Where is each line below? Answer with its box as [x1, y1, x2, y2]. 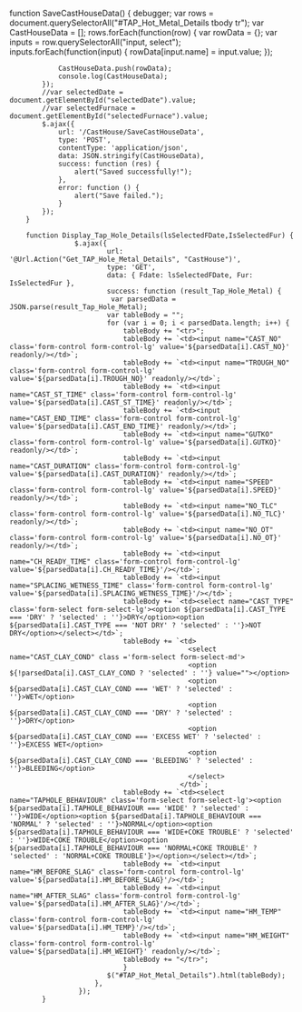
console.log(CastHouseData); [57, 72, 169, 81]
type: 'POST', [57, 135, 112, 145]
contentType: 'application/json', [57, 144, 189, 153]
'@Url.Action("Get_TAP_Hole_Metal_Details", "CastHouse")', [9, 255, 242, 264]
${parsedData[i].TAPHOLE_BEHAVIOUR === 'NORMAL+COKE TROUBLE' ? [9, 844, 258, 853]
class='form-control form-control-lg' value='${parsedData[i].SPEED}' [9, 486, 282, 495]
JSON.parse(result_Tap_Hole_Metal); [9, 303, 148, 312]
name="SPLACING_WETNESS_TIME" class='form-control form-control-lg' [9, 581, 274, 590]
